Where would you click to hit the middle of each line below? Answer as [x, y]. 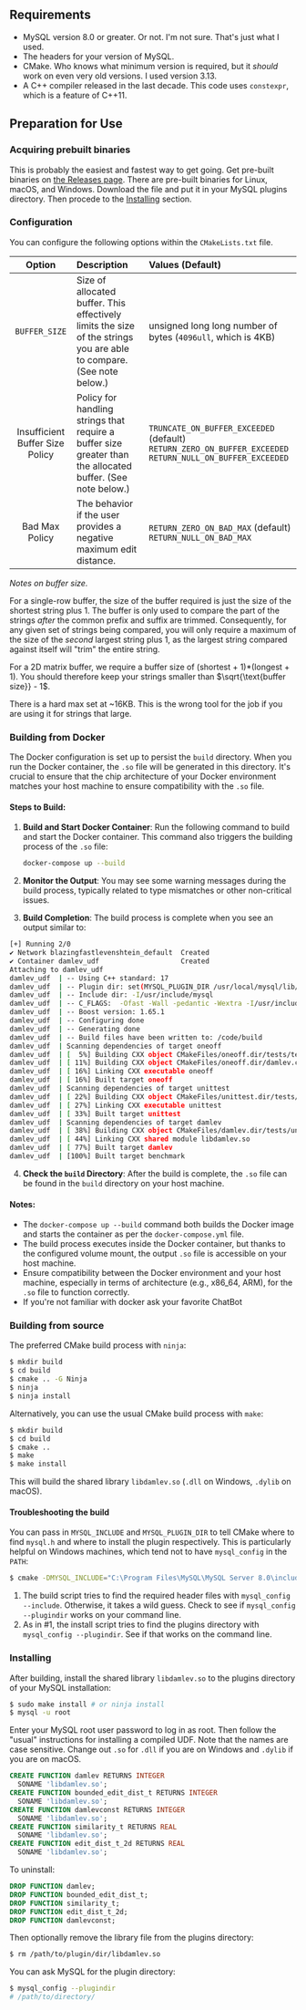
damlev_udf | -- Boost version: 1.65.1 [87, 1012]
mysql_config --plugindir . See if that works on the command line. [148, 1634]
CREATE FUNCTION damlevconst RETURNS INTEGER [97, 1809]
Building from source [57, 1326]
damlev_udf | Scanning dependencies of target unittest [120, 1089]
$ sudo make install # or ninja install [87, 1704]
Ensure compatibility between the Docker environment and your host [152, 1273]
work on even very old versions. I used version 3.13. [119, 76]
